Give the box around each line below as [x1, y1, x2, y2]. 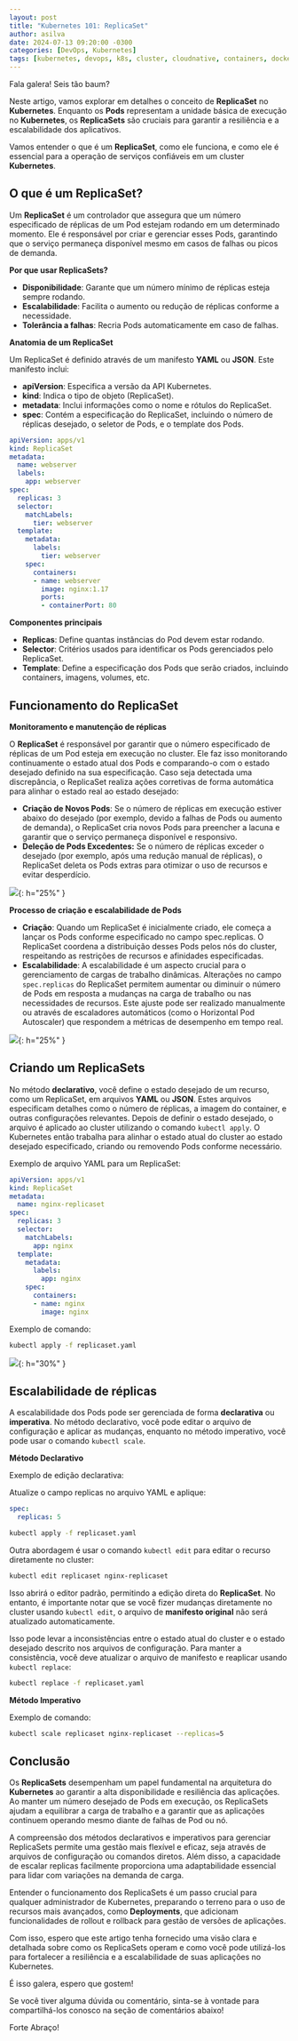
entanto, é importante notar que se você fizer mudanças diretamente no [9, 1597, 273, 1607]
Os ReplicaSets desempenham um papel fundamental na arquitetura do [9, 1777, 272, 1788]
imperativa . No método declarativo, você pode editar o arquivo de [9, 1417, 252, 1428]
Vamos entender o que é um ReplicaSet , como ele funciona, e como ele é [9, 141, 279, 152]
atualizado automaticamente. [9, 1615, 115, 1627]
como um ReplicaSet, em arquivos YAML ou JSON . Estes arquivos [9, 1093, 252, 1104]
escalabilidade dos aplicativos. [9, 124, 122, 134]
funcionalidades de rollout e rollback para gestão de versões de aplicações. [9, 1916, 286, 1926]
